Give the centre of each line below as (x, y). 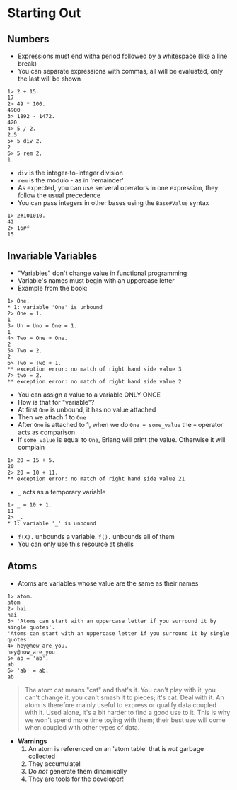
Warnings (32, 741)
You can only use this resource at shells (76, 544)
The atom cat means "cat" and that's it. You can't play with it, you (120, 690)
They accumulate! (54, 763)
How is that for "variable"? (56, 402)
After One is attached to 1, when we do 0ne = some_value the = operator (120, 424)
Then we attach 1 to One (52, 417)
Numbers (28, 39)
